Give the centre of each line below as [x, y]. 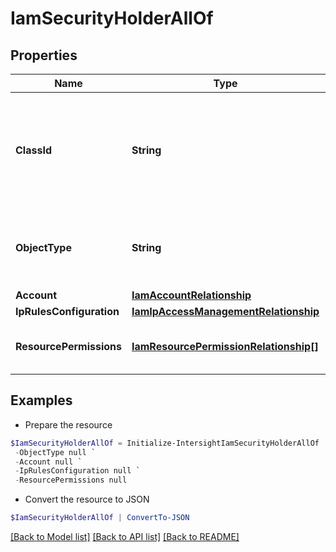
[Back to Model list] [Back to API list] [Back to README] [125, 537]
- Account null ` [48, 462]
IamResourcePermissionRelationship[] [225, 346]
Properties [44, 55]
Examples [41, 400]
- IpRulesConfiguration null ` [77, 471]
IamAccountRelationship [191, 295]
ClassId [33, 150]
